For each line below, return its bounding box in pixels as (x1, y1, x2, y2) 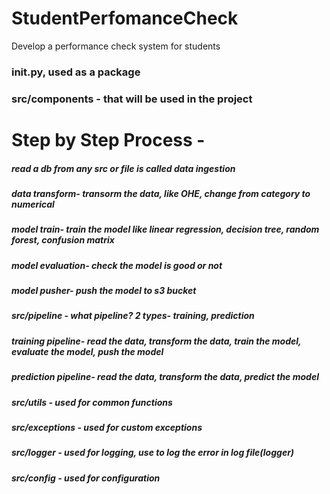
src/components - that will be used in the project (11, 92, 253, 106)
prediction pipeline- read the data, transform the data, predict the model (11, 371, 319, 383)
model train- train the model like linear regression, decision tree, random (11, 223, 320, 236)
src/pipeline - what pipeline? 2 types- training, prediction (11, 310, 255, 322)
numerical (11, 198, 55, 210)
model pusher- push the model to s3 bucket (11, 285, 197, 297)
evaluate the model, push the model (11, 345, 164, 357)
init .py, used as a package (11, 65, 141, 79)
